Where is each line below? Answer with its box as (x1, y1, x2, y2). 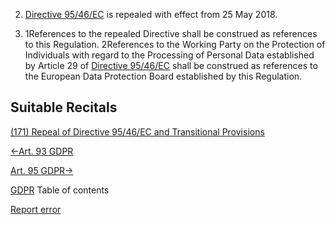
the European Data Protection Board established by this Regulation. (24, 70, 303, 82)
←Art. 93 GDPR (10, 145, 74, 157)
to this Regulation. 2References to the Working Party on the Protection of (24, 39, 326, 50)
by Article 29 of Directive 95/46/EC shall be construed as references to (24, 60, 318, 71)
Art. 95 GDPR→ (10, 164, 74, 176)
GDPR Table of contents (10, 184, 110, 196)
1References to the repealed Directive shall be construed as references (24, 28, 318, 39)
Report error (10, 203, 62, 215)
